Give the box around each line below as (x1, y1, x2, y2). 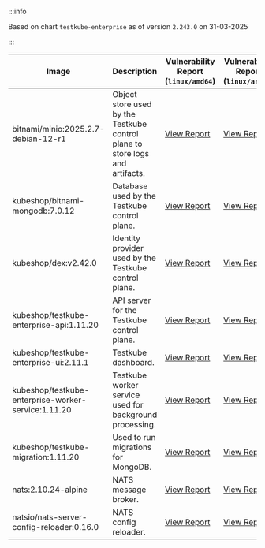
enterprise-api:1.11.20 (12, 319, 99, 330)
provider (112, 243, 144, 253)
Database (112, 181, 148, 192)
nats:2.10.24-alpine (12, 484, 88, 495)
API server (112, 295, 151, 306)
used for (112, 400, 144, 410)
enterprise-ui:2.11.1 (12, 357, 89, 367)
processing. (112, 419, 156, 430)
